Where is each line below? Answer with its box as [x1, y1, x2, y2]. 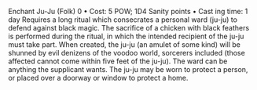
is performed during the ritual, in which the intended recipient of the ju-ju [8, 31, 244, 41]
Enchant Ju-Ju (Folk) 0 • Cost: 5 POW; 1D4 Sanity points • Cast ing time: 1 [8, 7, 248, 16]
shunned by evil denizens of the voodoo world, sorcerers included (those [8, 49, 245, 57]
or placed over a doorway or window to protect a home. [8, 74, 189, 82]
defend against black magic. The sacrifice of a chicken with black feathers [8, 23, 250, 32]
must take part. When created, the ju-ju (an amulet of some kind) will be [8, 40, 241, 49]
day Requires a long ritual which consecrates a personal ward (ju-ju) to [8, 15, 238, 24]
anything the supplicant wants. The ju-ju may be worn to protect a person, [8, 65, 248, 74]
